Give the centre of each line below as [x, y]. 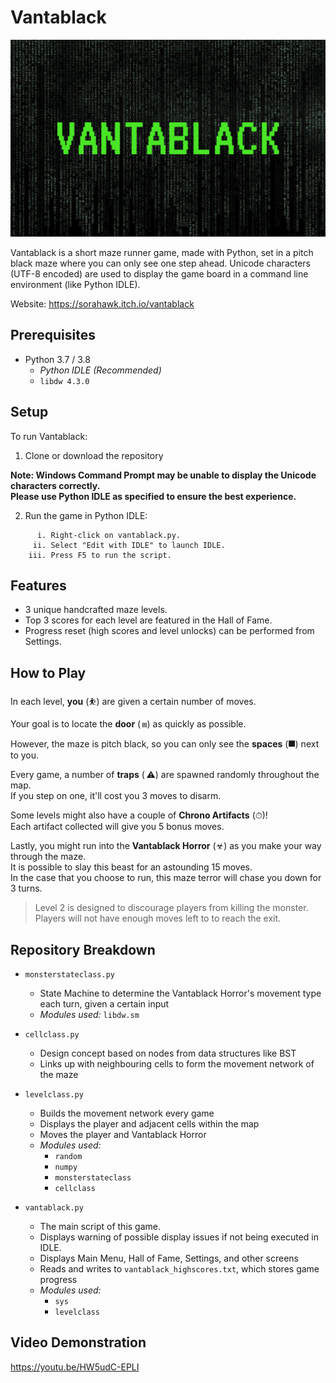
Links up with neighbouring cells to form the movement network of [177, 1064]
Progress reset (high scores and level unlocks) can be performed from [169, 631]
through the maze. [48, 857]
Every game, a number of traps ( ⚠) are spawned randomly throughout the [165, 775]
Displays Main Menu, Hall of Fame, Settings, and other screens [169, 1258]
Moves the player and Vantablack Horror [123, 1134]
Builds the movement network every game [127, 1113]
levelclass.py [54, 1095]
